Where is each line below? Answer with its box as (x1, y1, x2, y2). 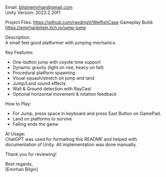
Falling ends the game (12, 121, 59, 127)
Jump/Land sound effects (12, 80, 66, 86)
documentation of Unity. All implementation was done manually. (5, 141, 137, 147)
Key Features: (5, 50, 34, 55)
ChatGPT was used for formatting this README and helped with (5, 136, 137, 142)
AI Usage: (5, 131, 26, 137)
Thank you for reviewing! (5, 151, 57, 157)
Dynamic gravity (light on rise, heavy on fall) (12, 65, 104, 70)
